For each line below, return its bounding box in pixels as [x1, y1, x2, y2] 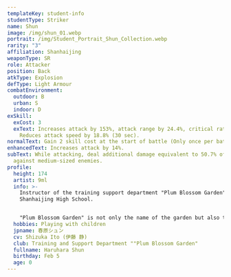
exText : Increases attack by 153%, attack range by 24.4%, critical [13, 125, 214, 132]
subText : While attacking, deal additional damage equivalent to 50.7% [7, 151, 217, 158]
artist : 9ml [13, 176, 48, 183]
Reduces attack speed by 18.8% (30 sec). [19, 132, 140, 138]
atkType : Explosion [7, 74, 63, 81]
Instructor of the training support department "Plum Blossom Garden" [19, 189, 226, 196]
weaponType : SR [7, 55, 51, 62]
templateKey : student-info [7, 10, 85, 17]
